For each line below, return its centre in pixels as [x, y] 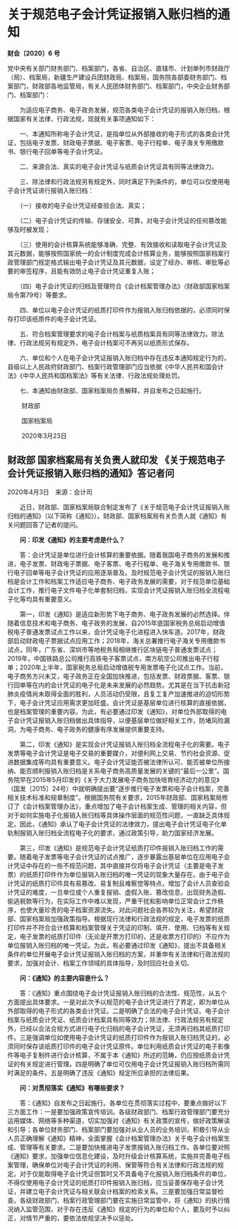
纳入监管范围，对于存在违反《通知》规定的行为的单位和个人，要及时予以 [118, 1209]
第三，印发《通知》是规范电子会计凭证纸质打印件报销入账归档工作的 [118, 848]
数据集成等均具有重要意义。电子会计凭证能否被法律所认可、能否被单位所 [118, 761]
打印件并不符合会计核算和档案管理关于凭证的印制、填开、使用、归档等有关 [115, 927]
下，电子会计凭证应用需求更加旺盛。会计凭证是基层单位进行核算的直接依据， [119, 703]
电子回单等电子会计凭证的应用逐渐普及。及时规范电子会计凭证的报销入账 [118, 572]
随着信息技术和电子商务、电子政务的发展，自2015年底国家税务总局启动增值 [117, 623]
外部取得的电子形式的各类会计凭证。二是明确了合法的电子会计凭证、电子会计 [119, 1011]
